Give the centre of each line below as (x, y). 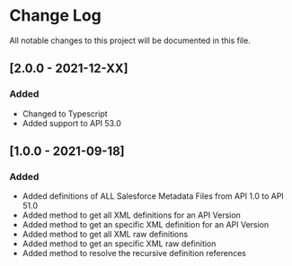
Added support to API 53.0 (71, 123)
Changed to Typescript (65, 114)
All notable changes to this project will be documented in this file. (130, 40)
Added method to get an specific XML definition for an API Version (146, 225)
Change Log (55, 16)
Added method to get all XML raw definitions (105, 235)
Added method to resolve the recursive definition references (134, 253)
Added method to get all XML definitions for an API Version (131, 215)
